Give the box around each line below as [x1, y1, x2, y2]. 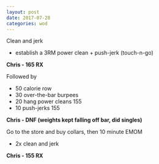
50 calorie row [15, 85, 52, 92]
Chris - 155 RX [6, 152, 43, 160]
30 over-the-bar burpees [15, 92, 79, 99]
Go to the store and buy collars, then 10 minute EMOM [6, 128, 142, 136]
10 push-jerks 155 [15, 104, 60, 112]
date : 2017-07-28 [6, 15, 51, 21]
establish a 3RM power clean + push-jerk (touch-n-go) [15, 49, 154, 57]
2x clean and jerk [15, 140, 59, 147]
